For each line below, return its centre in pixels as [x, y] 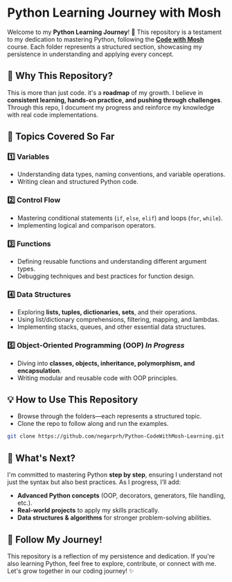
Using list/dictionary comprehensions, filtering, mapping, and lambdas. [118, 320]
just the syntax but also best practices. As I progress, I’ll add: [94, 482]
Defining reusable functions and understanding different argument [112, 262]
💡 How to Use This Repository [73, 400]
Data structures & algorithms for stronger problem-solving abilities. [114, 517]
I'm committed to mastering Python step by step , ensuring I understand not [115, 475]
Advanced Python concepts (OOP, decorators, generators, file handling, [121, 496]
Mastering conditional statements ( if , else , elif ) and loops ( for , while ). [120, 218]
